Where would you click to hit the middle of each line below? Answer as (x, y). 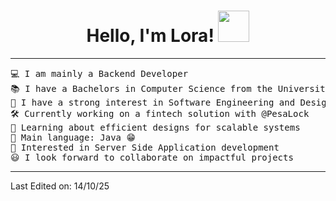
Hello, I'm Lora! (150, 36)
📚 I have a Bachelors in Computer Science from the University (171, 88)
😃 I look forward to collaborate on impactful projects (152, 157)
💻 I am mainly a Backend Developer (99, 73)
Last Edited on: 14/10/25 (60, 186)
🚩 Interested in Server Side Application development (145, 147)
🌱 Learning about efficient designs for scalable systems (155, 127)
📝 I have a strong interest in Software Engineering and (153, 102)
